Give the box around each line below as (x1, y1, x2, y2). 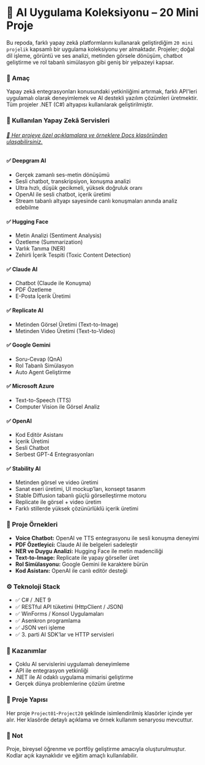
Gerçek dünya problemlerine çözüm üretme (15, 680, 125, 688)
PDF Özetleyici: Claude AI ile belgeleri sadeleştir (15, 541, 138, 548)
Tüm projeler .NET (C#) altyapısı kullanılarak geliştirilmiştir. (6, 101, 154, 108)
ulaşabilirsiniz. (6, 138, 43, 145)
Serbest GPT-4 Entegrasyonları (15, 451, 94, 458)
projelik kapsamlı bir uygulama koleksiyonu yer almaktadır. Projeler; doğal (6, 45, 195, 53)
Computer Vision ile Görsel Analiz (15, 402, 100, 410)
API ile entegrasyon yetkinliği (15, 667, 89, 675)
